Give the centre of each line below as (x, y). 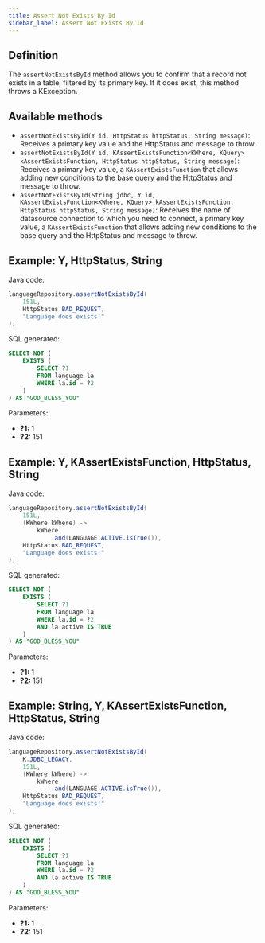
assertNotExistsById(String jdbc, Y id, (88, 196)
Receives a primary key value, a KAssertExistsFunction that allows (129, 170)
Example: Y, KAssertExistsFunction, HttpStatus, (130, 462)
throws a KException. (43, 92)
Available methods (56, 116)
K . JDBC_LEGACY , (48, 759)
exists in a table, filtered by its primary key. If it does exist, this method (123, 83)
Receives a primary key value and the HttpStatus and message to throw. (138, 144)
